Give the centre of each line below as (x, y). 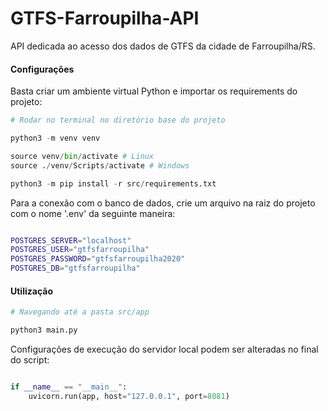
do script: (30, 359)
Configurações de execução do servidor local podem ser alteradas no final (164, 349)
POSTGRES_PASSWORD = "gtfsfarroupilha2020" (98, 259)
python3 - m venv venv (55, 138)
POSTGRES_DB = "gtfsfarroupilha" (75, 268)
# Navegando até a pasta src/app (80, 312)
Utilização (31, 291)
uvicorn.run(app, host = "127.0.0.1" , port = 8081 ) (129, 396)
